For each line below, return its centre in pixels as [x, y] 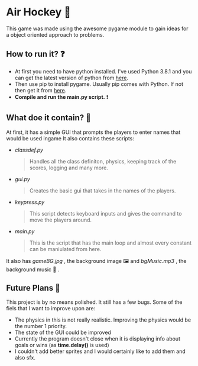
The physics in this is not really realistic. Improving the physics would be [103, 320]
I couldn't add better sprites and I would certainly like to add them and [100, 351]
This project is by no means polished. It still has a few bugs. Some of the [94, 302]
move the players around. [61, 220]
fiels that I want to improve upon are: [51, 309]
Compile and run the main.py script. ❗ [61, 97]
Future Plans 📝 [33, 288]
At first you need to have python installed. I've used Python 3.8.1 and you [103, 71]
